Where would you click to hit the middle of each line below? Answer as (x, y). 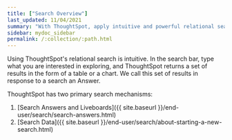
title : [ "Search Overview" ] (48, 13)
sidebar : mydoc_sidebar (41, 33)
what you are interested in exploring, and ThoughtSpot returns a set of (107, 66)
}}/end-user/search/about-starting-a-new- (161, 122)
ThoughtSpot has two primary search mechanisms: (80, 94)
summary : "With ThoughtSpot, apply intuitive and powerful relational (111, 26)
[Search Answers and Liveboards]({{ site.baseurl (87, 108)
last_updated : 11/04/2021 (44, 20)
